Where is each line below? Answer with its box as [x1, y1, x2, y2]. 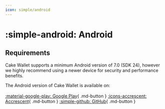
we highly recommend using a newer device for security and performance [5, 67, 159, 73]
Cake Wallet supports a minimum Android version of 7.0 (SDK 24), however [5, 62, 160, 68]
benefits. [5, 72, 24, 78]
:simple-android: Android [5, 28, 113, 40]
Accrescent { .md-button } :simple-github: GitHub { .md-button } [5, 98, 136, 104]
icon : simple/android [5, 7, 51, 12]
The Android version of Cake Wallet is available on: [5, 82, 110, 88]
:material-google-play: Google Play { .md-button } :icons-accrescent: [5, 93, 147, 99]
